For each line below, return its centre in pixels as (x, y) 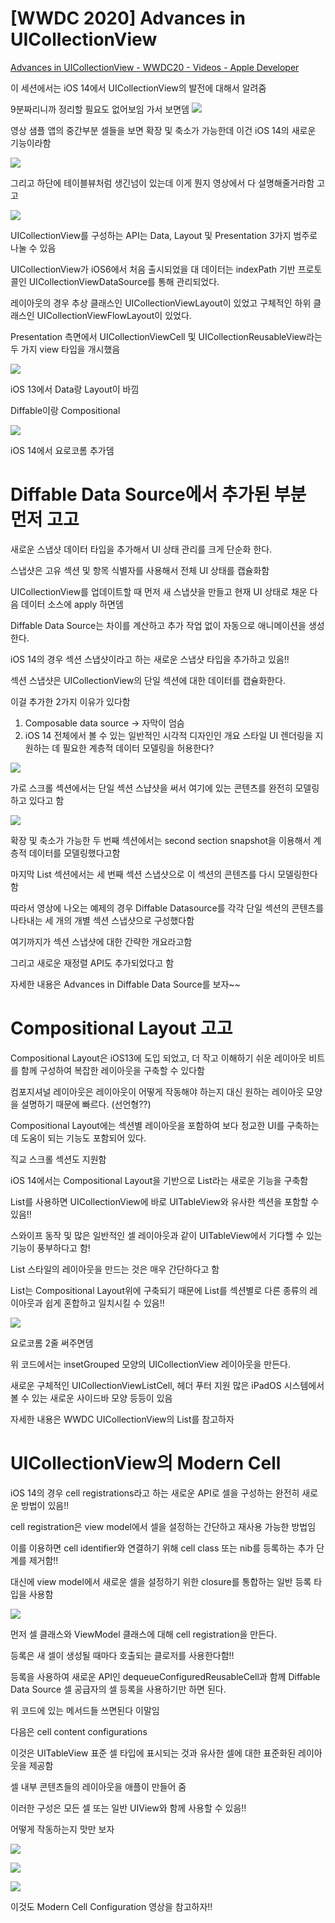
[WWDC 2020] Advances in (128, 18)
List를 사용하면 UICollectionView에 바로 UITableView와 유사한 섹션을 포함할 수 (165, 1201)
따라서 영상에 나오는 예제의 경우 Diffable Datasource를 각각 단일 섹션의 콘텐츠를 (167, 908)
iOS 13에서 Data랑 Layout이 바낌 (75, 389)
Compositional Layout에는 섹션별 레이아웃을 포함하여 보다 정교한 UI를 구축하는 (165, 1125)
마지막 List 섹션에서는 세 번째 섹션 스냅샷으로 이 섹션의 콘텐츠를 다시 (143, 874)
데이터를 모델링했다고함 (74, 853)
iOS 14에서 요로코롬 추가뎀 (62, 450)
